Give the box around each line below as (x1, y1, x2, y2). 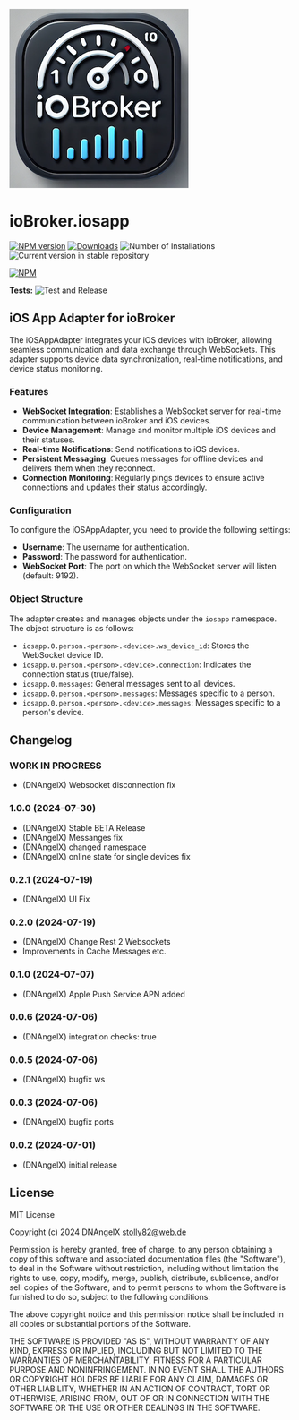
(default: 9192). (21, 570, 79, 581)
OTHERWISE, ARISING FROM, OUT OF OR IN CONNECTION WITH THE (9, 1392, 270, 1403)
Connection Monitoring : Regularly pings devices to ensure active (21, 473, 265, 483)
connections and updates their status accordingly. (21, 482, 208, 492)
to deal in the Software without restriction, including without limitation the (9, 1262, 279, 1273)
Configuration (9, 504, 72, 517)
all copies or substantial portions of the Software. (9, 1318, 191, 1329)
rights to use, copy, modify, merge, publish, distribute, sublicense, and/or (9, 1272, 279, 1283)
